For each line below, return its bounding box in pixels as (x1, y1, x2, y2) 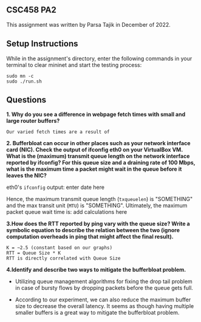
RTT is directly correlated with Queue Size (6, 255, 121, 262)
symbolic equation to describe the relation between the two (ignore (6, 227, 180, 234)
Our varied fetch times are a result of (6, 129, 111, 135)
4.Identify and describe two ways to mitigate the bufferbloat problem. (6, 266, 186, 273)
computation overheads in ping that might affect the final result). (6, 233, 174, 241)
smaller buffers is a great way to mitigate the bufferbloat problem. (15, 309, 180, 317)
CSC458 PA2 (6, 5, 56, 15)
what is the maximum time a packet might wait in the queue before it (6, 165, 182, 173)
